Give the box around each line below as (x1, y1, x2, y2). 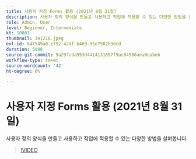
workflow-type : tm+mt (6, 57, 59, 63)
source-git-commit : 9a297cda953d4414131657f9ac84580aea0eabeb (6, 52, 160, 58)
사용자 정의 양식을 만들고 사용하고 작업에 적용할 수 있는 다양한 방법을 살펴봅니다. (6, 135, 188, 142)
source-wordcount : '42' (6, 62, 64, 69)
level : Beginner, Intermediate (6, 24, 82, 31)
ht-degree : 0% (6, 68, 41, 74)
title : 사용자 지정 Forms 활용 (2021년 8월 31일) (6, 8, 117, 15)
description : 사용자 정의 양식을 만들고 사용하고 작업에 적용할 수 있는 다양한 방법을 (6, 14, 186, 20)
